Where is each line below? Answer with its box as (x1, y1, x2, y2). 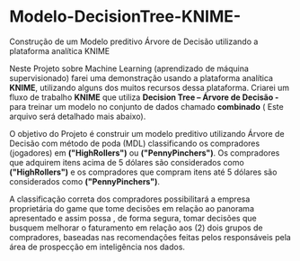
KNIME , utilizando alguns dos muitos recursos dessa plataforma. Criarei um (9, 82, 290, 93)
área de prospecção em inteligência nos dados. (9, 241, 186, 252)
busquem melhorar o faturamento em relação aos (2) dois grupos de (9, 222, 263, 233)
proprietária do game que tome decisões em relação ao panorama (9, 202, 254, 213)
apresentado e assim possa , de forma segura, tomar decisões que (9, 212, 258, 223)
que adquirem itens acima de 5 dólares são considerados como (9, 157, 244, 167)
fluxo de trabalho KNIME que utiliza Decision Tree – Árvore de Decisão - (9, 92, 279, 103)
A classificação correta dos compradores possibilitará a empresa (9, 193, 251, 204)
